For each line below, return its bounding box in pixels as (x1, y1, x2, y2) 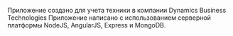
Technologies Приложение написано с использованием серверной (7, 13, 212, 22)
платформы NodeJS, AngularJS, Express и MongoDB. (7, 21, 166, 29)
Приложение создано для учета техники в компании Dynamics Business (7, 6, 227, 14)
